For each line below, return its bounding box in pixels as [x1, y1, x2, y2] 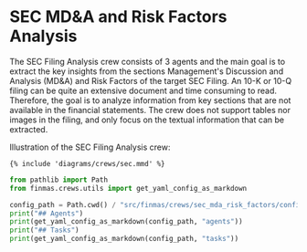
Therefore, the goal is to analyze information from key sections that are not [9, 94, 291, 106]
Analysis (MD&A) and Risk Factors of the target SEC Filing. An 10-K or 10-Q [9, 75, 292, 86]
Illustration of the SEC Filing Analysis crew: [9, 142, 171, 152]
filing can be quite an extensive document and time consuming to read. [9, 85, 277, 96]
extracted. [9, 123, 48, 134]
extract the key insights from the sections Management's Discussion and [9, 66, 284, 77]
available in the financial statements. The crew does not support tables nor [9, 104, 291, 115]
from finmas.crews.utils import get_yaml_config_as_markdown [9, 184, 248, 193]
